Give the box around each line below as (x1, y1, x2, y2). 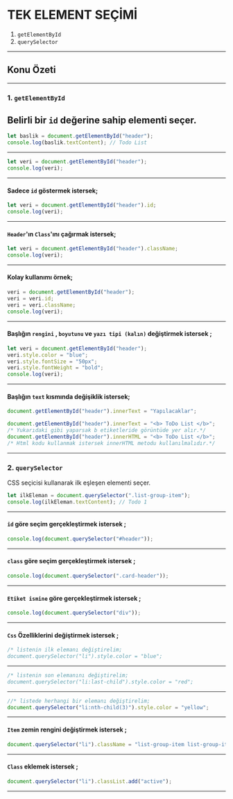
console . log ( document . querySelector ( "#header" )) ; (7, 535, 154, 542)
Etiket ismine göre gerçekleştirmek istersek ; (7, 594, 141, 602)
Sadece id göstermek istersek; (7, 186, 98, 195)
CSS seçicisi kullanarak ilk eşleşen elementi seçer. (7, 478, 151, 487)
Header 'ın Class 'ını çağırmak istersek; (7, 229, 116, 238)
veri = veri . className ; (7, 301, 76, 309)
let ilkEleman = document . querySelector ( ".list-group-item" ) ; (7, 492, 191, 499)
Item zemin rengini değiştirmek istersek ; (7, 725, 127, 734)
